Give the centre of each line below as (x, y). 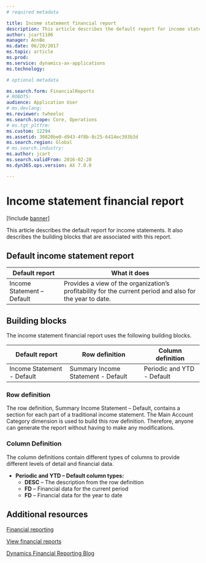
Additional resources (47, 515)
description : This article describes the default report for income (96, 29)
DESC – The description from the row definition (84, 482)
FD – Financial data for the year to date (73, 495)
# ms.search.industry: (35, 148)
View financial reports (34, 541)
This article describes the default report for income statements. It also (95, 230)
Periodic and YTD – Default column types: (70, 475)
